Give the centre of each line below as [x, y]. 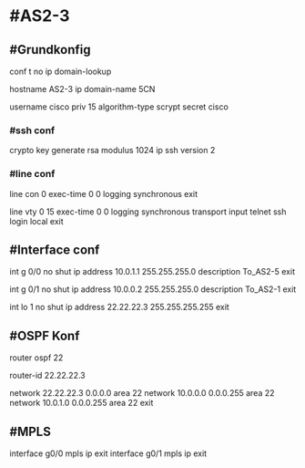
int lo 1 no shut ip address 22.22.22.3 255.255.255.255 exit [119, 307]
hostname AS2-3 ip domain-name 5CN [82, 89]
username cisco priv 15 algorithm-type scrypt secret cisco [119, 107]
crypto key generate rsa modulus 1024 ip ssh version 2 [112, 151]
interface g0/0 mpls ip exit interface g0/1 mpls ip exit [108, 453]
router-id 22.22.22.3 [47, 376]
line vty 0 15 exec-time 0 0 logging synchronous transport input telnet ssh [148, 212]
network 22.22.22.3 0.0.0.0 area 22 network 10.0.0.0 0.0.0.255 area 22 [142, 393]
